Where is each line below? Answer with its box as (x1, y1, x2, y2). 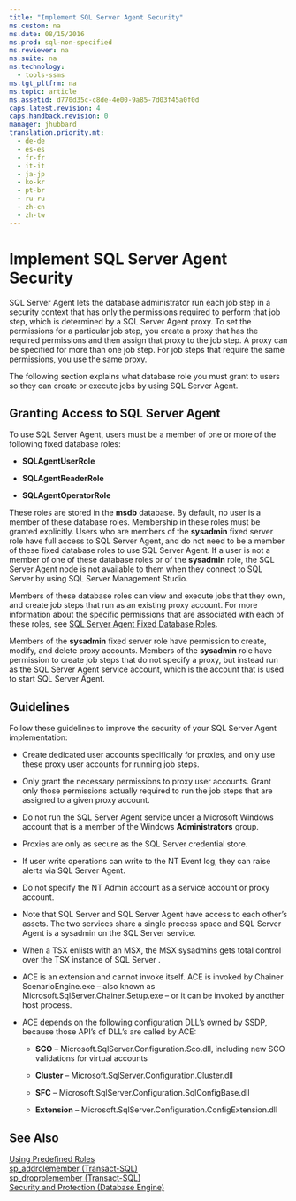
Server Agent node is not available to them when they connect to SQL (9, 564, 263, 574)
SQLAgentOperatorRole (21, 490, 111, 501)
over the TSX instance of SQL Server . (21, 955, 161, 965)
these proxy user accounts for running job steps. (21, 759, 200, 769)
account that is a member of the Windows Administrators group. (21, 822, 259, 832)
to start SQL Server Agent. (9, 674, 106, 684)
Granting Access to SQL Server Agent (9, 405, 221, 421)
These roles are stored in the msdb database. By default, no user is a (9, 507, 262, 519)
